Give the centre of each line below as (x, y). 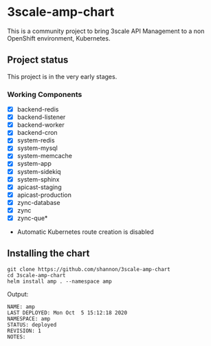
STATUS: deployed (32, 325)
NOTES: (16, 337)
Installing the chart (48, 253)
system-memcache (44, 156)
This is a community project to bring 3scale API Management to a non (106, 31)
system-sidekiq (39, 171)
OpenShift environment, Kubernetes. (59, 38)
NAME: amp (21, 307)
